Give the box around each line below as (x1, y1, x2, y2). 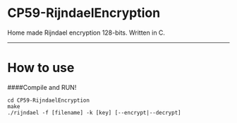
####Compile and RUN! (7, 83, 77, 91)
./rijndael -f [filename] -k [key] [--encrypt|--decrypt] (7, 109, 181, 116)
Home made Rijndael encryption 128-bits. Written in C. (7, 28, 166, 37)
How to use (7, 60, 75, 76)
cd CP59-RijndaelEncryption (7, 97, 90, 104)
